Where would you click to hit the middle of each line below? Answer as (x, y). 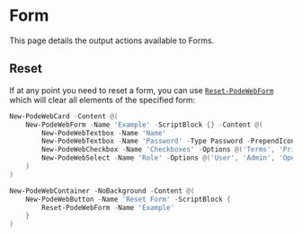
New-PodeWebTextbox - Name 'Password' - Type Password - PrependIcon (169, 141)
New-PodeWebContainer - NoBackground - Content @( (102, 191)
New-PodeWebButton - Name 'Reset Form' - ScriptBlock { (128, 199)
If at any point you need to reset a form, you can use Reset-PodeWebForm (142, 90)
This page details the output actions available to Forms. (112, 40)
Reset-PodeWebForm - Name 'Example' (108, 207)
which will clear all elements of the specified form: (102, 100)
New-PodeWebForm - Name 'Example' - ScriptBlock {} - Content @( (144, 125)
